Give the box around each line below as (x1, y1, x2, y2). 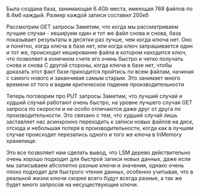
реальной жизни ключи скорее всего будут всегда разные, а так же (6, 175, 183, 181)
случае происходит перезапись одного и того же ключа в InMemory (6, 131, 183, 138)
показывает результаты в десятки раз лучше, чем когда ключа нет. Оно (6, 36, 192, 43)
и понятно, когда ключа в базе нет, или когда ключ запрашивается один (6, 42, 193, 49)
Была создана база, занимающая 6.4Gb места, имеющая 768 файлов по (6, 5, 193, 12)
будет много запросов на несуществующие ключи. (6, 181, 139, 188)
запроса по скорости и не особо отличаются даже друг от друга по (6, 105, 181, 112)
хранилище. (6, 137, 37, 144)
